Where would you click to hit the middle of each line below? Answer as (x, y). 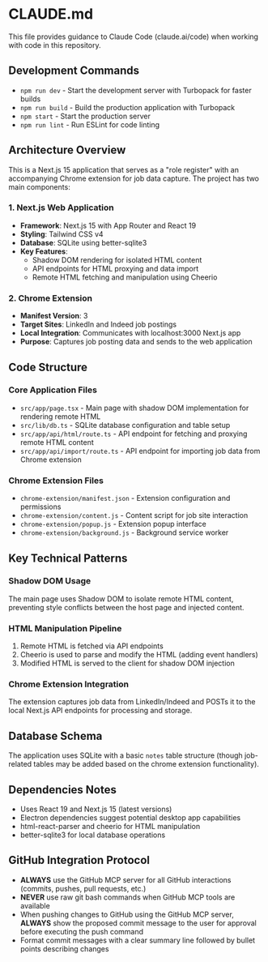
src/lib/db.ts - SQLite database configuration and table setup (125, 425)
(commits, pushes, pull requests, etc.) (83, 888)
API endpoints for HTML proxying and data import (115, 268)
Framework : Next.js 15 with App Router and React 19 (108, 225)
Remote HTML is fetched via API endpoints (91, 646)
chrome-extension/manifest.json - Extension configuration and (125, 498)
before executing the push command (82, 931)
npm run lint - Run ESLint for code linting (90, 124)
